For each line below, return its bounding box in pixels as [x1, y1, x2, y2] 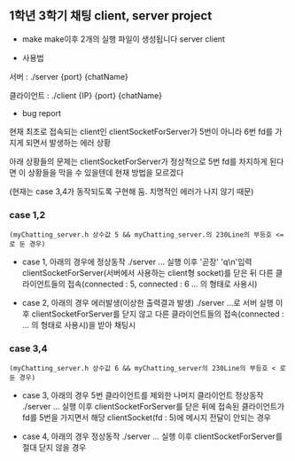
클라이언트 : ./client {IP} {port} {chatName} [9, 90, 162, 100]
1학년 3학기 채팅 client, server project [9, 8, 213, 24]
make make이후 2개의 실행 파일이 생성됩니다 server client [21, 34, 226, 44]
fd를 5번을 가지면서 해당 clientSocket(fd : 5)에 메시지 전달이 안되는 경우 [21, 412, 272, 423]
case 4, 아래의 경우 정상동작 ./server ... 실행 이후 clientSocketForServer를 [21, 431, 283, 441]
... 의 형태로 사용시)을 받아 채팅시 [21, 320, 136, 331]
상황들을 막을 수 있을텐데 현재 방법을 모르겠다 [27, 167, 184, 177]
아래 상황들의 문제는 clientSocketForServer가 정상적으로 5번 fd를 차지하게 [9, 156, 268, 167]
